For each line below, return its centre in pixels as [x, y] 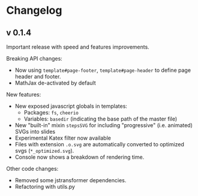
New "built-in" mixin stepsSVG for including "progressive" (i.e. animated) [104, 125]
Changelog [34, 10]
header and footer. [38, 76]
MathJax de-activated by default [55, 83]
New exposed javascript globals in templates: [71, 106]
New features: [24, 94]
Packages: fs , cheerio [51, 112]
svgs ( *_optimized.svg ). [44, 151]
